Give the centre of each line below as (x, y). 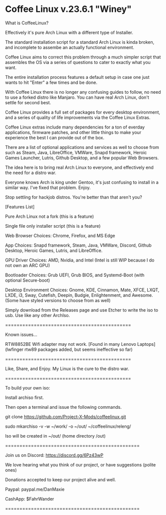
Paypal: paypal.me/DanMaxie (35, 489)
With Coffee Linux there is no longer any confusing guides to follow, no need (83, 92)
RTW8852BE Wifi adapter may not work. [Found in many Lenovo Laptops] (80, 344)
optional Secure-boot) (28, 280)
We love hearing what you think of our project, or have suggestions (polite (81, 464)
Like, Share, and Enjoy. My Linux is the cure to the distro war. (67, 369)
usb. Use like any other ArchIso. (38, 315)
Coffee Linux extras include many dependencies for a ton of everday (75, 127)
